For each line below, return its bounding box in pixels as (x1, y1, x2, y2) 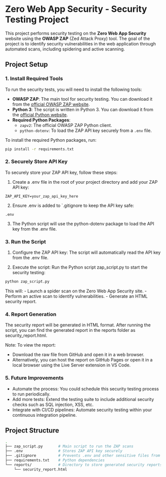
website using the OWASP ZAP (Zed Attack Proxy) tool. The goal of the (5, 36, 150, 41)
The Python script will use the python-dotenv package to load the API (12, 221, 155, 227)
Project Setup (5, 60, 48, 69)
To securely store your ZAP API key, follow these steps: (5, 169, 118, 175)
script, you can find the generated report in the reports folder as (5, 327, 136, 333)
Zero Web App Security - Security (5, 3, 147, 15)
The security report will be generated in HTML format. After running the (5, 322, 151, 328)
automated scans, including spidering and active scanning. (5, 46, 125, 52)
